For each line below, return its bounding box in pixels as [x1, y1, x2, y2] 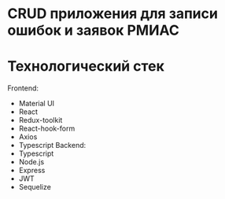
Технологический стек [7, 57, 164, 76]
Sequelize [18, 182, 52, 192]
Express [18, 166, 46, 175]
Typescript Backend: [18, 141, 87, 150]
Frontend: [7, 83, 39, 93]
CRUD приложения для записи [7, 5, 218, 23]
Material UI [18, 99, 55, 109]
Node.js [18, 157, 45, 167]
